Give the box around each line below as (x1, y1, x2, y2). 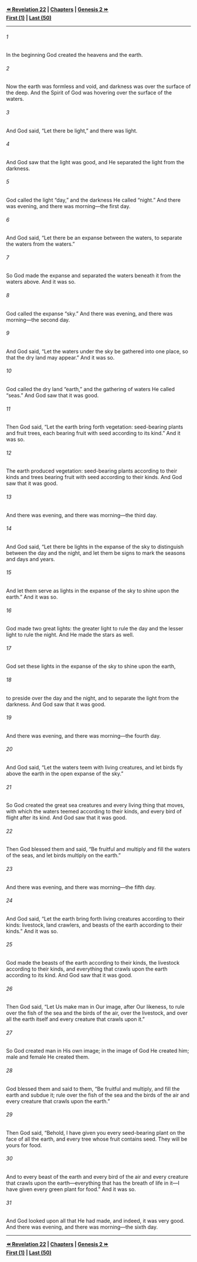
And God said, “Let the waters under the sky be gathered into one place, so (6, 348, 189, 355)
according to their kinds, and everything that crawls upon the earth (6, 965, 168, 973)
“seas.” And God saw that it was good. (6, 392, 99, 399)
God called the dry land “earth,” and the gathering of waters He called (6, 386, 175, 393)
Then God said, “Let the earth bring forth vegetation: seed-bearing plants (6, 423, 184, 430)
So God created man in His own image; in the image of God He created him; (6, 1047, 189, 1054)
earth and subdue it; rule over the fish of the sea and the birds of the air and (6, 1091, 189, 1098)
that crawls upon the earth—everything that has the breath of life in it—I (6, 1179, 180, 1187)
